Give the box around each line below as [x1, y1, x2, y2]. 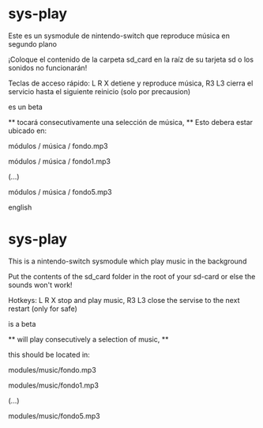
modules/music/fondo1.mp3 [8, 381, 100, 390]
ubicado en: [8, 126, 47, 135]
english [8, 203, 32, 212]
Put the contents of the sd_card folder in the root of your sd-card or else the [8, 271, 256, 281]
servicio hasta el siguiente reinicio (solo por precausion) [8, 86, 191, 96]
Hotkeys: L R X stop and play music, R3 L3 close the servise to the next [8, 295, 240, 305]
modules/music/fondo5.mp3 [8, 411, 100, 420]
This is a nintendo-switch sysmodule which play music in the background [8, 256, 247, 266]
